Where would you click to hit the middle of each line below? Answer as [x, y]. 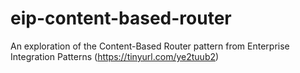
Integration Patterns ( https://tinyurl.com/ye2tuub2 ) [115, 56]
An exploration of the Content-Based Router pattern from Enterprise [150, 46]
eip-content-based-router [121, 18]
